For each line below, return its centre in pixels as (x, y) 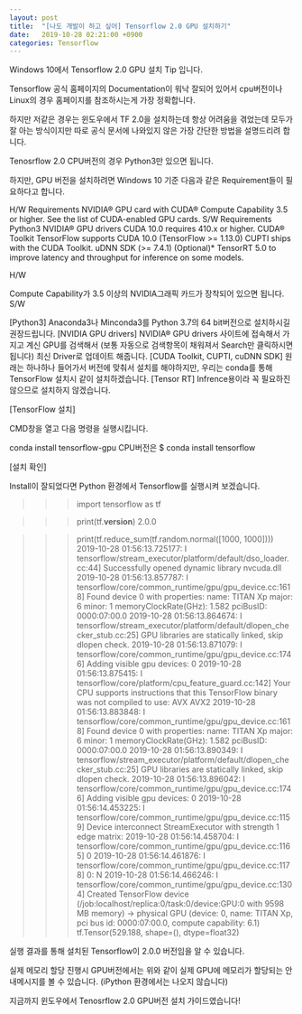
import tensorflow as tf (119, 504)
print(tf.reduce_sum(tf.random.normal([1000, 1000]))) (175, 539)
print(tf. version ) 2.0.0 (116, 522)
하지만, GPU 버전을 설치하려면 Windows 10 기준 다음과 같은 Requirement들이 (146, 181)
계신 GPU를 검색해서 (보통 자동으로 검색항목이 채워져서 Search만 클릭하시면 (160, 345)
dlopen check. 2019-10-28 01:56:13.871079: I (159, 645)
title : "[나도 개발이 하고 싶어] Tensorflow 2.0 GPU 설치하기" (120, 26)
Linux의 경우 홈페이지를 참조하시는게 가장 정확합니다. (102, 100)
